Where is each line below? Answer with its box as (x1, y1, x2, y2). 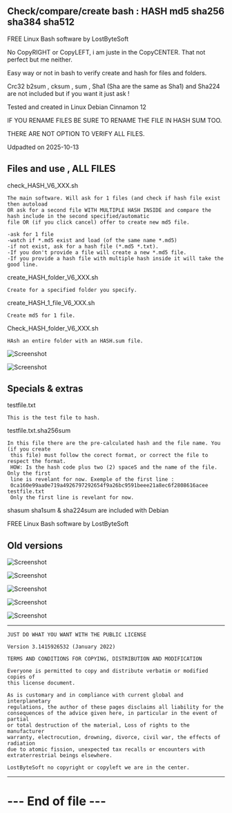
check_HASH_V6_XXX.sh (7, 181, 79, 189)
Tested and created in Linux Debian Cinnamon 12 (7, 103, 147, 111)
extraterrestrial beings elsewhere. (7, 752, 113, 759)
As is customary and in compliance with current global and (7, 692, 184, 699)
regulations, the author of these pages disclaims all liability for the (7, 704, 224, 711)
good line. (7, 261, 39, 268)
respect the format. (7, 458, 67, 465)
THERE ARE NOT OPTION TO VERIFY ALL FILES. (7, 129, 145, 137)
